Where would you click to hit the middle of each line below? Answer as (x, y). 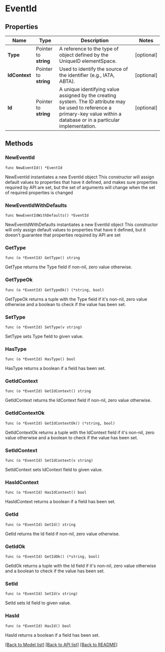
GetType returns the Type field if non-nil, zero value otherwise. (69, 267)
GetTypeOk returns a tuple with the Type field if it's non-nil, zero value (76, 299)
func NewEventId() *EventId (34, 168)
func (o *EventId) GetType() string (42, 258)
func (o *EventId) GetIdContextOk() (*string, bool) (60, 423)
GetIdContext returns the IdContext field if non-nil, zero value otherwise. (78, 400)
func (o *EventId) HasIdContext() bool (46, 493)
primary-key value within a (90, 114)
